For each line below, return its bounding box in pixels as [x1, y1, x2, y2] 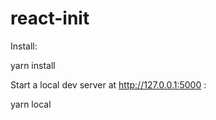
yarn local [10, 98, 52, 110]
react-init [10, 7, 90, 30]
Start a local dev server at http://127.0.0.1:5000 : [10, 78, 207, 91]
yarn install [10, 59, 56, 71]
